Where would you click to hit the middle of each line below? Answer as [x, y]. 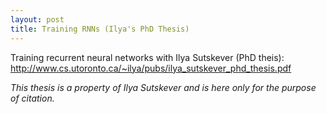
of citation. [32, 98]
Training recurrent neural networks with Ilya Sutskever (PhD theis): [147, 57]
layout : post [37, 19]
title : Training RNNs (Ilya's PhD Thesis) [100, 29]
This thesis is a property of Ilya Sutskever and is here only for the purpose [163, 87]
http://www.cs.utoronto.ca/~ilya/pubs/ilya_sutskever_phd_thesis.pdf [151, 68]
